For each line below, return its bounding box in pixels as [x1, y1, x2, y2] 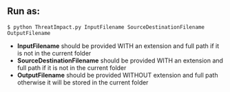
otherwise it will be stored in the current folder [17, 78, 149, 87]
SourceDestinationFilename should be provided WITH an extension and [17, 56, 224, 65]
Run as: [7, 5, 40, 17]
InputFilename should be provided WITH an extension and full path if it [17, 41, 220, 50]
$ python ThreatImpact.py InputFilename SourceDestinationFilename [7, 23, 205, 30]
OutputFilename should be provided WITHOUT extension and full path [17, 71, 218, 79]
